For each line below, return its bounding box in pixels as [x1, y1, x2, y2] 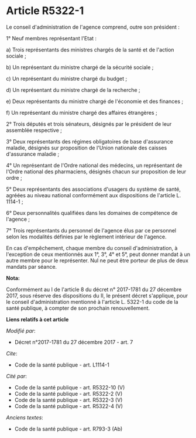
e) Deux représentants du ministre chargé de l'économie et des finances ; [6, 98, 184, 105]
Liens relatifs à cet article [6, 316, 69, 323]
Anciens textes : [6, 414, 44, 421]
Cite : [6, 350, 18, 357]
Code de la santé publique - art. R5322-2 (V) [14, 390, 123, 397]
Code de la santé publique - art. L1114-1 [14, 361, 109, 368]
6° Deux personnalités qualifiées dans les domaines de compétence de [6, 209, 178, 216]
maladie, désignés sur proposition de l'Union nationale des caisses [6, 144, 167, 151]
